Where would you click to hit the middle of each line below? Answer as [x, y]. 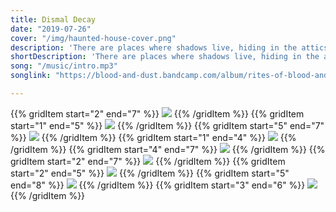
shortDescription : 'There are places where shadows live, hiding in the [165, 57]
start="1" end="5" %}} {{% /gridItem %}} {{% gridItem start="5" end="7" [167, 125]
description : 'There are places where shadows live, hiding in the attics [169, 47]
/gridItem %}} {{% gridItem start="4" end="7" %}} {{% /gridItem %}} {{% [168, 149]
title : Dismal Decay [53, 19]
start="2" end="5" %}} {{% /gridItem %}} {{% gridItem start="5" [150, 173]
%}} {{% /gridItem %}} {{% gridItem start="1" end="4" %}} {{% [153, 137]
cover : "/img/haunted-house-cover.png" [93, 38]
